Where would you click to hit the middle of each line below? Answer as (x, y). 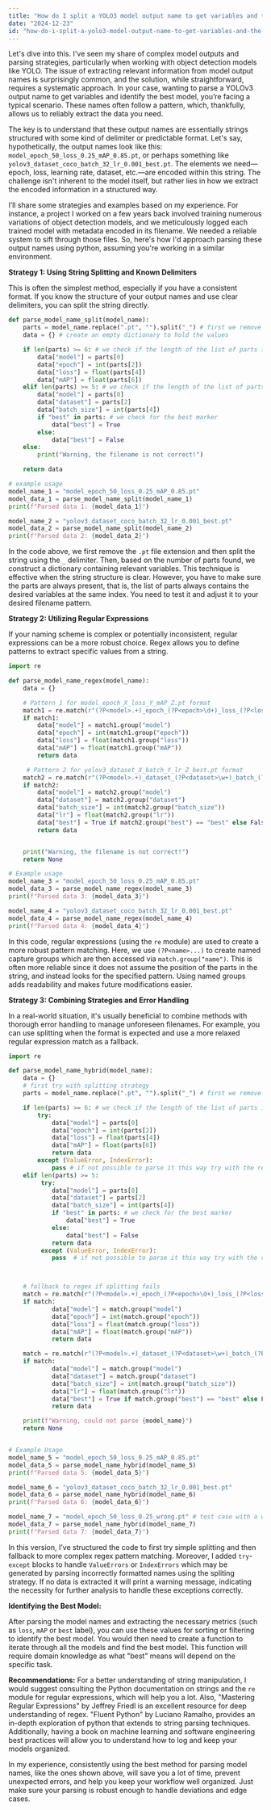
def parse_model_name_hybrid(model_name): (81, 1071)
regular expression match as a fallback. (74, 1041)
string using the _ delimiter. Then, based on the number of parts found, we (132, 560)
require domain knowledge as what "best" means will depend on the (122, 1656)
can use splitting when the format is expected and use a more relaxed (124, 1033)
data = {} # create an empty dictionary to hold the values (126, 335)
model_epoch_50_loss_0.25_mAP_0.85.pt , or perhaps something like (119, 155)
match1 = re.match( (56, 710)
